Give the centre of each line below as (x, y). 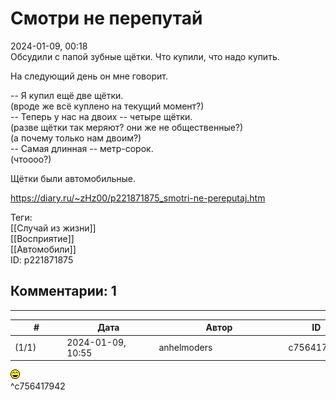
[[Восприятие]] (42, 238)
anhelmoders (185, 347)
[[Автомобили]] (43, 249)
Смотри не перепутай (106, 18)
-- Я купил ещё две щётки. (67, 95)
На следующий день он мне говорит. (89, 76)
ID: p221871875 (42, 259)
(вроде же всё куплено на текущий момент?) (107, 106)
